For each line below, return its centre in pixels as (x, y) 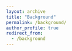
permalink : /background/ (36, 22)
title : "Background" (31, 17)
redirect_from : (25, 33)
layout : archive (26, 11)
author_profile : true (32, 28)
